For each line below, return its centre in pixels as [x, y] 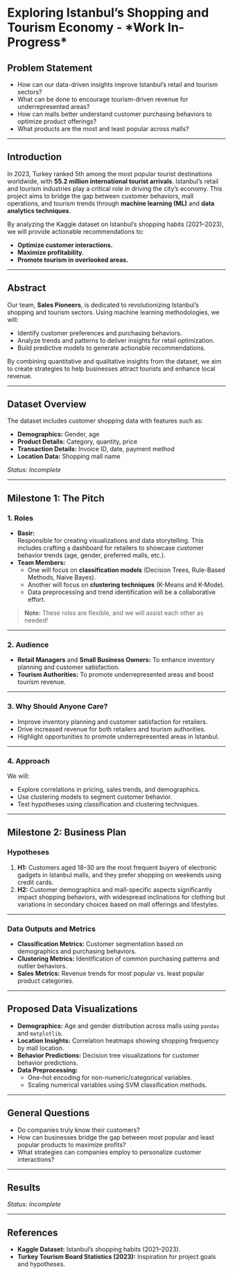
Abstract [27, 288]
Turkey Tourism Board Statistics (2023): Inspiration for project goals [116, 1257]
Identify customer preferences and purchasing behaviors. [100, 333]
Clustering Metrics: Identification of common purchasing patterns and [118, 959]
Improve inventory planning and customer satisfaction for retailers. [112, 721]
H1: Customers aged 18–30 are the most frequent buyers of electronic [117, 867]
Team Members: [41, 563]
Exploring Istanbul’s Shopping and [108, 13]
